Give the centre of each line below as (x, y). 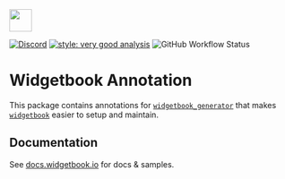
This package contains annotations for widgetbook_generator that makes (143, 105)
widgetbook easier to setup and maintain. (84, 115)
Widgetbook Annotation (101, 81)
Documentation (54, 143)
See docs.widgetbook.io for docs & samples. (92, 164)
